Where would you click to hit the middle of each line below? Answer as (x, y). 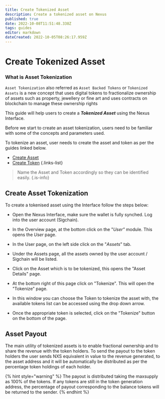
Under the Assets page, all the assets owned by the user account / (80, 254)
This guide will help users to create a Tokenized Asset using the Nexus (78, 113)
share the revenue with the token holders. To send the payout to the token (80, 351)
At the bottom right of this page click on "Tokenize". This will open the (83, 283)
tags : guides (18, 28)
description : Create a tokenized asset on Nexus (56, 14)
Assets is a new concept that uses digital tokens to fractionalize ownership (81, 93)
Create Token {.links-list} (37, 163)
